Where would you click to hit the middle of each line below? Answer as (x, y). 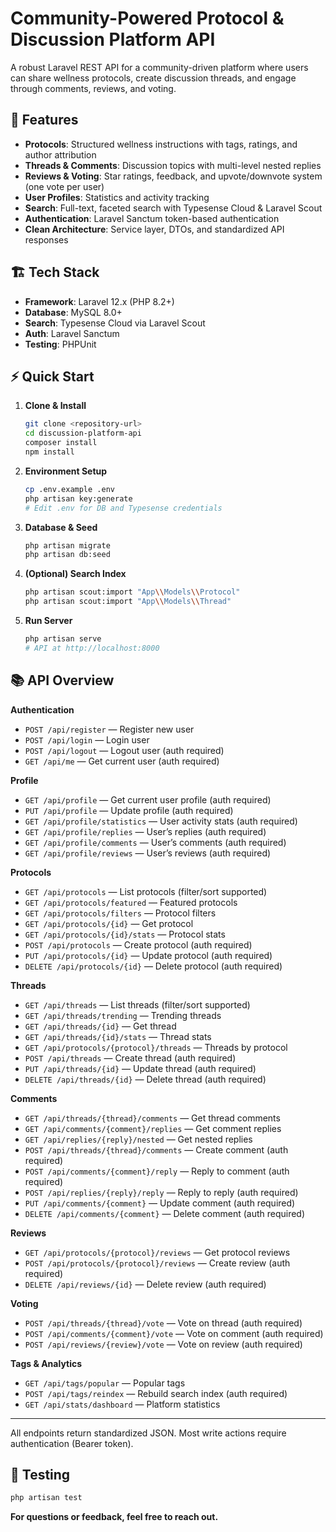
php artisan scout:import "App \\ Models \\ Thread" (128, 602)
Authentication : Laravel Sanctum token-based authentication (152, 218)
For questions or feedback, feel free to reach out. (114, 1517)
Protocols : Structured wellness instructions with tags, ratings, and (161, 144)
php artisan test (46, 1498)
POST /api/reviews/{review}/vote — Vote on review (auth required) (163, 1344)
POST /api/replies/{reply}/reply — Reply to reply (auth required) (161, 1192)
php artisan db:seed (67, 555)
